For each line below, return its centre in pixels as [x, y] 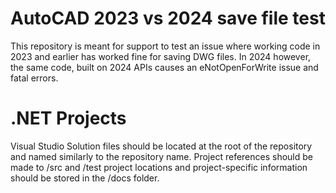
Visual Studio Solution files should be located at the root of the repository [161, 146]
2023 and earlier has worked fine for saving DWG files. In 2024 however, [161, 56]
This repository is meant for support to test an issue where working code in [165, 46]
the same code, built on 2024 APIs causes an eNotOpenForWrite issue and [164, 67]
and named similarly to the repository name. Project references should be [162, 156]
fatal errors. [34, 78]
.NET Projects [68, 118]
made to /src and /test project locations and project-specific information [159, 167]
